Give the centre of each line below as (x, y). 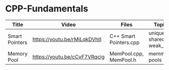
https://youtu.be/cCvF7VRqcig (68, 56)
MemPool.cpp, (127, 53)
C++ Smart (122, 36)
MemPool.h (123, 59)
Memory (18, 53)
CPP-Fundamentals (47, 9)
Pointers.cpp (124, 42)
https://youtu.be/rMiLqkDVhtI (67, 39)
